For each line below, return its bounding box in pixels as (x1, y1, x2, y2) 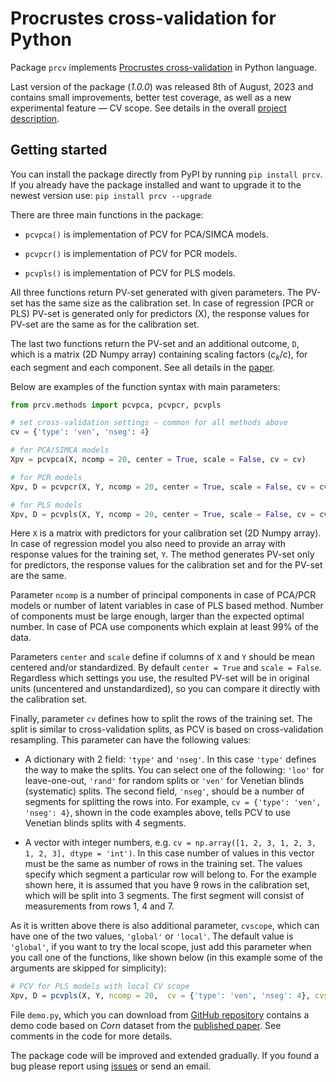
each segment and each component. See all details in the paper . (10, 361, 276, 373)
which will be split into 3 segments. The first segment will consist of (24, 890, 305, 902)
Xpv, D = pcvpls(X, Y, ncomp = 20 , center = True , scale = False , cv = (10, 509, 315, 519)
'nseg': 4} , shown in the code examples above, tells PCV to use (24, 807, 291, 819)
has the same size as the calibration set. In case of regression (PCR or (25, 297, 315, 309)
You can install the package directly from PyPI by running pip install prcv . (10, 168, 323, 180)
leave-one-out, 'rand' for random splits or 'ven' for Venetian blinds (24, 775, 305, 787)
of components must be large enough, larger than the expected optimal (10, 610, 305, 622)
